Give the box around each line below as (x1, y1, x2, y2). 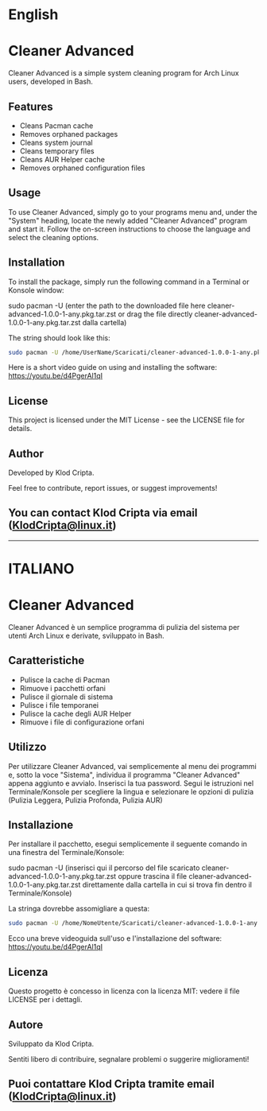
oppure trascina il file (118, 872, 188, 881)
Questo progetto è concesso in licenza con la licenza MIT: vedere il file (8, 986, 240, 996)
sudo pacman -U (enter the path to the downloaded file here (8, 301, 206, 310)
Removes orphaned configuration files (19, 163, 145, 173)
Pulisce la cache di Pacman (19, 674, 110, 685)
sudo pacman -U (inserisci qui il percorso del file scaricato (8, 863, 200, 872)
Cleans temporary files (19, 146, 95, 156)
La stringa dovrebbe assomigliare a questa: (8, 904, 149, 914)
